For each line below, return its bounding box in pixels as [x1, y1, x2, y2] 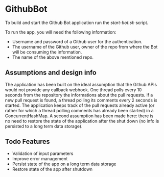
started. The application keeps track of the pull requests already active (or [5, 102, 155, 108]
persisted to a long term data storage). [5, 123, 83, 129]
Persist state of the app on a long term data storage [12, 161, 117, 167]
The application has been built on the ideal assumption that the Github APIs [5, 81, 157, 87]
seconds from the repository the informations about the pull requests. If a [5, 92, 153, 98]
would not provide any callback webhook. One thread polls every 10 [5, 87, 142, 93]
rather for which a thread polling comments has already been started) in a [5, 107, 154, 113]
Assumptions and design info [5, 69, 97, 77]
